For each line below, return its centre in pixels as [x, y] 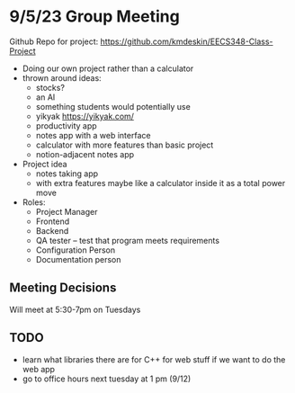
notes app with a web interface [93, 135]
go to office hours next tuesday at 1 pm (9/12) [107, 379]
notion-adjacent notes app [85, 154]
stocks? [50, 87]
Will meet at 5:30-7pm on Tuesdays [75, 309]
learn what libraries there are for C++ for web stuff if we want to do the [154, 359]
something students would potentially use [113, 106]
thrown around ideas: [62, 77]
